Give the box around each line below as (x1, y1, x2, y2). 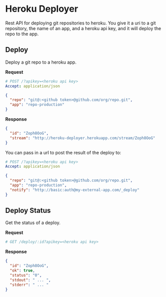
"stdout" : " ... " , (10, 277, 51, 283)
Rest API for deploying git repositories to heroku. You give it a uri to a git (5, 20, 156, 26)
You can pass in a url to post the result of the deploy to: (5, 149, 121, 155)
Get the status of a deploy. (5, 220, 61, 226)
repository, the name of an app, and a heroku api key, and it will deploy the (5, 25, 161, 31)
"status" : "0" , (10, 273, 42, 278)
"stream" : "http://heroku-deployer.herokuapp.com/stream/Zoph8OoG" (10, 136, 156, 141)
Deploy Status (5, 206, 51, 215)
